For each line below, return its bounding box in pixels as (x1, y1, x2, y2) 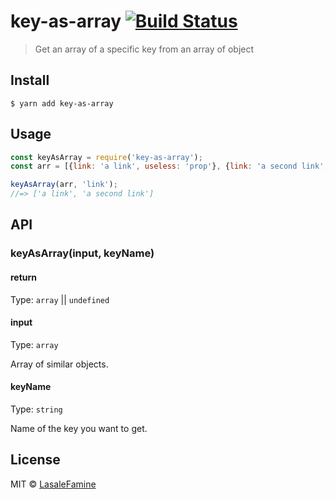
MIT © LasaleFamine (10, 478, 97, 490)
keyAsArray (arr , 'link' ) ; (10, 180, 118, 190)
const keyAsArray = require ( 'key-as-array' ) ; (10, 152, 203, 162)
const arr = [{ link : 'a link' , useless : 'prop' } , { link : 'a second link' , (10, 161, 329, 172)
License (10, 451, 61, 469)
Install (10, 72, 50, 89)
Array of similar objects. (10, 358, 109, 370)
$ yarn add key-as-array (10, 98, 114, 109)
